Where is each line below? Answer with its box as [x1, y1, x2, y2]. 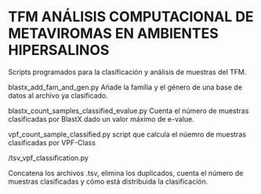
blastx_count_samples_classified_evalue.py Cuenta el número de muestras [8, 106, 249, 115]
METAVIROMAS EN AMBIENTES [8, 24, 219, 42]
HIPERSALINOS [8, 42, 110, 59]
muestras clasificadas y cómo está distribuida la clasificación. [8, 177, 208, 186]
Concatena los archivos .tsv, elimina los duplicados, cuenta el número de [8, 168, 244, 178]
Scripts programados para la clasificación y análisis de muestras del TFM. [8, 67, 247, 76]
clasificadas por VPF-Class [8, 137, 96, 147]
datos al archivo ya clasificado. [8, 90, 108, 100]
